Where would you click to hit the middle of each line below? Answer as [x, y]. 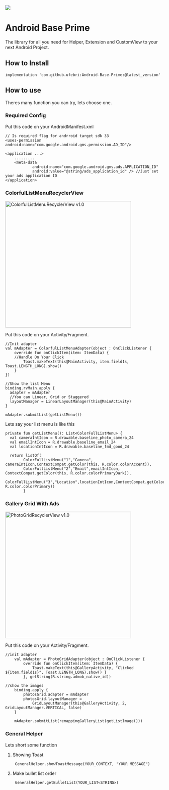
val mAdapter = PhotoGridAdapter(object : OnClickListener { [79, 659]
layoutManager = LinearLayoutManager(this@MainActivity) [71, 402]
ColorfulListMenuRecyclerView [45, 193]
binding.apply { [31, 690]
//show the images [24, 686]
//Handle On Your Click [39, 357]
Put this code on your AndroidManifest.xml [50, 126]
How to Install [27, 63]
